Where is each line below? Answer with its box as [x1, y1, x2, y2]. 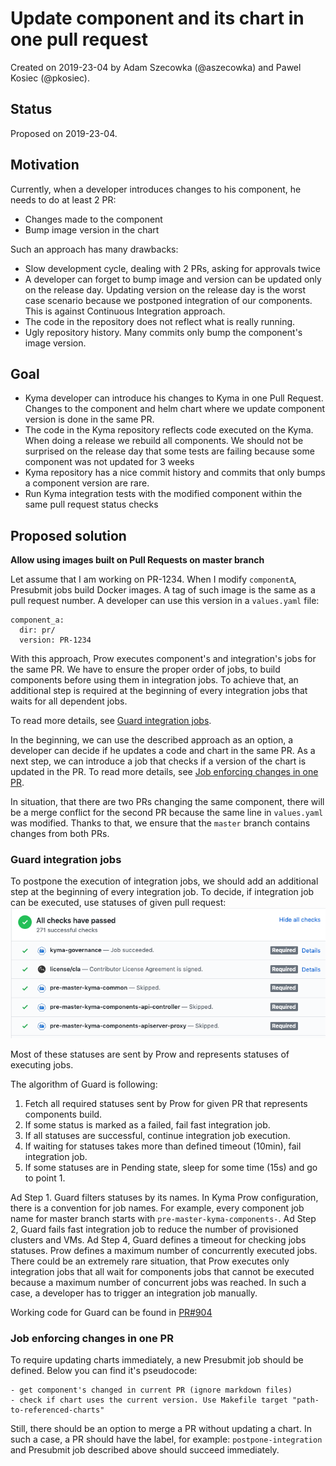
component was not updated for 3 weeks [24, 456, 195, 468]
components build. [24, 1108, 103, 1121]
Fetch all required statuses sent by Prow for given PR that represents [24, 1098, 308, 1110]
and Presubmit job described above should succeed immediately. [10, 1444, 280, 1456]
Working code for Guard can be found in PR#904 [10, 1307, 213, 1319]
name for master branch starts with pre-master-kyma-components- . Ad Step [10, 1213, 317, 1225]
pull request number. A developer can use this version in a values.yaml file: [10, 595, 320, 607]
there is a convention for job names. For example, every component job [10, 1202, 305, 1214]
